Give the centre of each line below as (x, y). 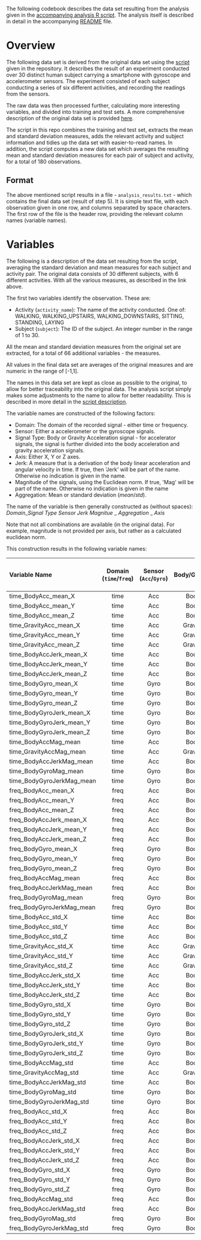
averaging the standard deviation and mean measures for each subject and (99, 267)
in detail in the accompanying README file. (59, 21)
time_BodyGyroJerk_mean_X (50, 713)
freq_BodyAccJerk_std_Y (45, 1150)
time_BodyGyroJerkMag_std (49, 1102)
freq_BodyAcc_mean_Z (42, 810)
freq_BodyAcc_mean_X (42, 791)
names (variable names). (37, 220)
